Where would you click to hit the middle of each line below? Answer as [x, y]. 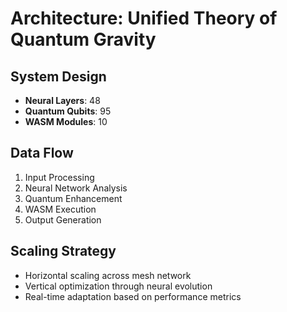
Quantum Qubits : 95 [68, 111]
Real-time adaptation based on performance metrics [133, 296]
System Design [58, 76]
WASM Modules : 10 [66, 121]
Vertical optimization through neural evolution [118, 286]
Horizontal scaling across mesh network [108, 275]
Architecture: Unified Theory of [144, 18]
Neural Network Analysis [76, 188]
